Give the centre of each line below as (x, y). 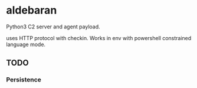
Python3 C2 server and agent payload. (53, 27)
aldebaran (32, 10)
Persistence (24, 80)
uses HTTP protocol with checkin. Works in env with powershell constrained (99, 38)
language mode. (26, 44)
